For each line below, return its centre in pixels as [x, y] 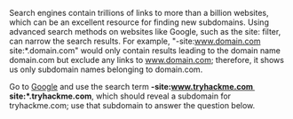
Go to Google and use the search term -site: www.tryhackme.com [131, 87]
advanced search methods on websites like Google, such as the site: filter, [145, 32]
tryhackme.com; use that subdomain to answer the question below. [132, 105]
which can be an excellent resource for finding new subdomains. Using [139, 22]
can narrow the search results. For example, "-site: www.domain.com [135, 41]
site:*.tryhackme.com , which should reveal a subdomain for [120, 96]
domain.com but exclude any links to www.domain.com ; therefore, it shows [146, 60]
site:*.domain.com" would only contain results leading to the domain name [145, 51]
